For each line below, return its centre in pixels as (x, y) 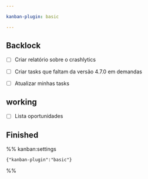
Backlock (23, 45)
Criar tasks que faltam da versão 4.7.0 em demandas (78, 72)
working (21, 102)
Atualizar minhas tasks (42, 83)
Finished (22, 135)
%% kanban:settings (31, 149)
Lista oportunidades (39, 116)
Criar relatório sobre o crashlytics (55, 60)
